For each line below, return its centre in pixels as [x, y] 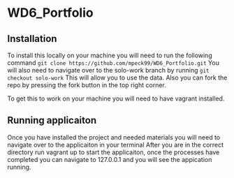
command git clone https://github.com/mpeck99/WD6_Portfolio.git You [114, 63]
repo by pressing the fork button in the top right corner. [87, 85]
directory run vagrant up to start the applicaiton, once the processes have [114, 152]
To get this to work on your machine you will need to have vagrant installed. [116, 98]
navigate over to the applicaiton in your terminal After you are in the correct [116, 144]
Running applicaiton [52, 120]
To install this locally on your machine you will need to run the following [110, 55]
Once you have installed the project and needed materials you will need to [114, 137]
